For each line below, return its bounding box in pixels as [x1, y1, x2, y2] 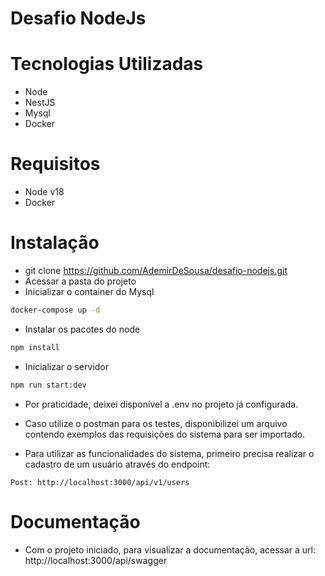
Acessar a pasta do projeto [24, 275, 137, 287]
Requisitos [10, 153, 101, 176]
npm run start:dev [10, 380, 87, 390]
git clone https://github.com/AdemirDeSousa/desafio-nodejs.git [24, 265, 288, 276]
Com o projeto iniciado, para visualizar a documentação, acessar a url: [24, 543, 317, 556]
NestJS [24, 97, 56, 109]
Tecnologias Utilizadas [10, 53, 204, 76]
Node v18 [24, 186, 65, 198]
